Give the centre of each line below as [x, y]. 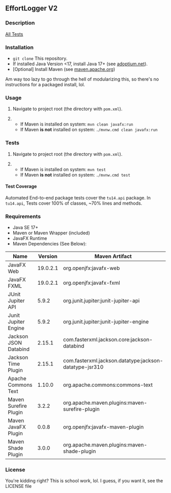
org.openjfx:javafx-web [91, 268]
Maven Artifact [113, 256]
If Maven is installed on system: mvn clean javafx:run [77, 124]
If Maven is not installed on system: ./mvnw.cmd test [75, 175]
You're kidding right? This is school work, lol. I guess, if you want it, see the [84, 481]
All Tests [14, 34]
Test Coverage [21, 186]
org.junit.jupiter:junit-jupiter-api [101, 301]
